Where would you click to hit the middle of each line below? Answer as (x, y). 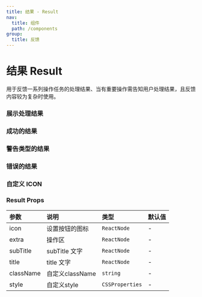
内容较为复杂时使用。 (32, 96)
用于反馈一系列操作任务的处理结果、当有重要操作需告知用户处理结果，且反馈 (101, 89)
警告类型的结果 (28, 149)
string (111, 273)
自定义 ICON (24, 184)
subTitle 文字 (65, 251)
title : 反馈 (26, 40)
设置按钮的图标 (68, 229)
